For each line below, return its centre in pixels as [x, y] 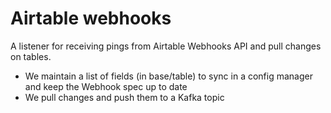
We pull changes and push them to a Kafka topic [124, 97]
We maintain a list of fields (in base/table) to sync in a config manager [168, 76]
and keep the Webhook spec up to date [106, 86]
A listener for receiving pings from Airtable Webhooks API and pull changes [166, 46]
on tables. [31, 56]
